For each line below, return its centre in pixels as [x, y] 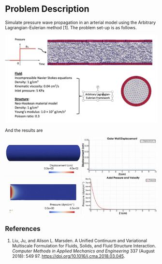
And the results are [24, 130]
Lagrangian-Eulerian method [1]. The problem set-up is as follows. [71, 27]
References [23, 229]
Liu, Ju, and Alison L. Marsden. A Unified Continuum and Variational [80, 240]
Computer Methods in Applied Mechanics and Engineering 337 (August [83, 251]
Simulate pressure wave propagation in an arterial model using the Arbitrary [81, 22]
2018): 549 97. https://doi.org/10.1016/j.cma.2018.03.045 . [68, 256]
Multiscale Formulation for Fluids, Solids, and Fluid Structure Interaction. [84, 246]
